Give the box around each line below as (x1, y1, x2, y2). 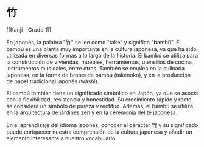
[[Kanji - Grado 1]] (6, 26, 52, 33)
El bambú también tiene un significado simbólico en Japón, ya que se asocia (6, 89, 199, 97)
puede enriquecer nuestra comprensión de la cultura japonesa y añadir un (6, 128, 193, 135)
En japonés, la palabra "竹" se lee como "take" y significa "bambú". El (6, 38, 181, 46)
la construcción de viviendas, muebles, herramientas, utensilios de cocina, (6, 58, 194, 66)
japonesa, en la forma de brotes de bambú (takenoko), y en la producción (6, 71, 191, 78)
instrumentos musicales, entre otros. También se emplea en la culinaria (6, 64, 185, 72)
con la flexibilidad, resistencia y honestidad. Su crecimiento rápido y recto (6, 95, 192, 103)
